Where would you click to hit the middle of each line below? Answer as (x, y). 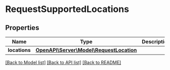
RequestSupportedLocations (67, 9)
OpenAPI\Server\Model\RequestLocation (86, 50)
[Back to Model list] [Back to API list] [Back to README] (63, 62)
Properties (22, 28)
